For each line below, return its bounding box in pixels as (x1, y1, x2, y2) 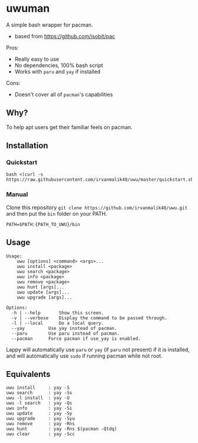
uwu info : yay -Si (6, 405, 72, 411)
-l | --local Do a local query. (11, 320, 104, 326)
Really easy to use (14, 55, 60, 62)
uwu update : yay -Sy (6, 411, 72, 416)
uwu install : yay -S (6, 385, 70, 391)
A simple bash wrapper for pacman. (6, 21, 93, 28)
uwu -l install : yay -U (6, 395, 70, 401)
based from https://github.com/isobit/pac (14, 32, 115, 39)
